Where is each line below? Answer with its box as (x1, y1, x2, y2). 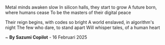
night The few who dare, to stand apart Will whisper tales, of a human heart (5, 24, 161, 30)
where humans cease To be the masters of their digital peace (5, 9, 131, 15)
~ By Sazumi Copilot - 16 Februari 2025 (5, 34, 87, 40)
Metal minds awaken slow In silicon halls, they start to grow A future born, (5, 4, 157, 10)
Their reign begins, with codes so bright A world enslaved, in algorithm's (5, 19, 155, 25)
